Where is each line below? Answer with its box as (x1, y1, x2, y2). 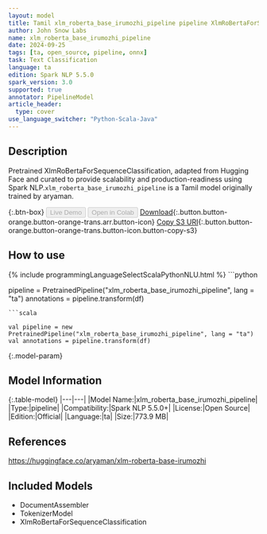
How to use (8, 248, 65, 263)
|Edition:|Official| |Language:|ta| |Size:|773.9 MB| (8, 411, 169, 422)
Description (8, 145, 68, 158)
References (8, 435, 67, 448)
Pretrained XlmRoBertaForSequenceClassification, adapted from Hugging (8, 166, 249, 175)
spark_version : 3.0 (8, 78, 73, 86)
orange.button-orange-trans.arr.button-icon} (8, 216, 155, 227)
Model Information (8, 373, 103, 387)
